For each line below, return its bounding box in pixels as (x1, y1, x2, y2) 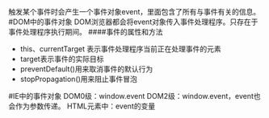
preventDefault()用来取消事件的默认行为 (19, 64, 153, 74)
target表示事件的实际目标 (19, 55, 104, 63)
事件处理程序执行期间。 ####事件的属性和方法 (8, 27, 163, 36)
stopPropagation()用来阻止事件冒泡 (19, 75, 137, 83)
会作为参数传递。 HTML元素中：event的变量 (8, 101, 156, 111)
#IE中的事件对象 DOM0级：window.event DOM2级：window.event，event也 (8, 92, 261, 100)
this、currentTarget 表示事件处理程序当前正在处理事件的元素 (19, 44, 221, 54)
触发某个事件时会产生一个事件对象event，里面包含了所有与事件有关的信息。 (8, 7, 261, 16)
